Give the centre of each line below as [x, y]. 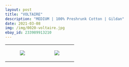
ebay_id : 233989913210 [28, 33]
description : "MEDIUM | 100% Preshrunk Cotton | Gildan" [65, 19]
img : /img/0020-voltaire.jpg [35, 28]
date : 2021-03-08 [23, 23]
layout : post [18, 10]
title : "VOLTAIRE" [24, 14]
